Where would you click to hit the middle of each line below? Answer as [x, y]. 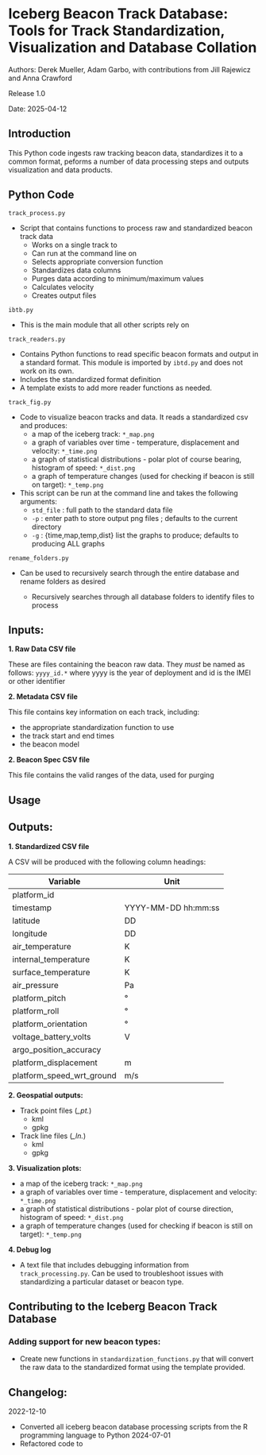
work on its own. [47, 371]
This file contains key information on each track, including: [104, 712]
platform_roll [36, 1011]
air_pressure [36, 985]
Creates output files [64, 295]
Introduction [40, 134]
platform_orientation [50, 1024]
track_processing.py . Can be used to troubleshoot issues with [121, 1273]
